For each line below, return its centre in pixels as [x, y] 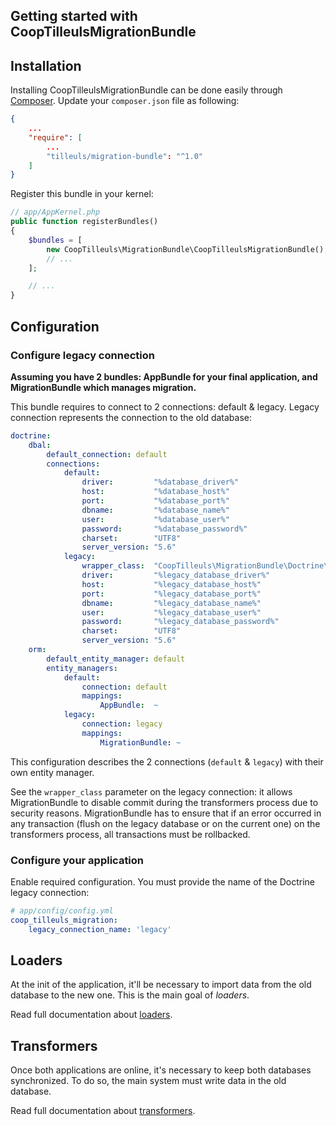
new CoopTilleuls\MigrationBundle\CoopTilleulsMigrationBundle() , [187, 249]
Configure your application [77, 860]
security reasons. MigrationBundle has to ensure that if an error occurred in [166, 813]
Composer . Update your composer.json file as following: [125, 101]
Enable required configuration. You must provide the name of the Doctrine [162, 881]
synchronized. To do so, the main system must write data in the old [148, 1081]
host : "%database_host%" [155, 492]
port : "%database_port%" [155, 501]
